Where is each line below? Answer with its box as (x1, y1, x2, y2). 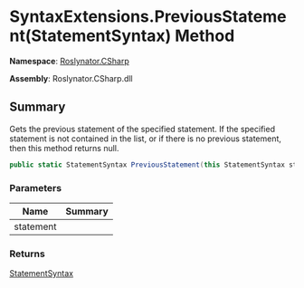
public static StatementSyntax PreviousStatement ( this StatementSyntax (9, 160, 285, 169)
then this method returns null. (9, 142, 119, 153)
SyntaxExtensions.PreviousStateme (9, 6, 287, 27)
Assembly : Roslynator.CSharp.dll (9, 72, 133, 83)
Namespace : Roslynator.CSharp (9, 55, 129, 66)
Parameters (9, 181, 62, 194)
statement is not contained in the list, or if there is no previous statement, (9, 133, 282, 144)
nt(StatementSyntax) (9, 25, 172, 46)
